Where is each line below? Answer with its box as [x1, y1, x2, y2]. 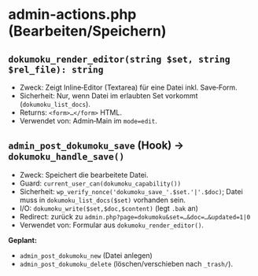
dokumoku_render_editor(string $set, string [8, 53, 230, 64]
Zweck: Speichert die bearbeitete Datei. [19, 170, 149, 179]
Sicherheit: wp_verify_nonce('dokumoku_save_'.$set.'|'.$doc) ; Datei [19, 186, 244, 196]
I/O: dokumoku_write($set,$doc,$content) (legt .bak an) [19, 203, 199, 213]
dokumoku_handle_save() [8, 151, 125, 163]
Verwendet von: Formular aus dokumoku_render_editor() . [19, 220, 205, 230]
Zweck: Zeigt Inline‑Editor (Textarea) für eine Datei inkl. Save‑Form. [19, 83, 238, 92]
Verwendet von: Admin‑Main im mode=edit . [19, 116, 157, 125]
